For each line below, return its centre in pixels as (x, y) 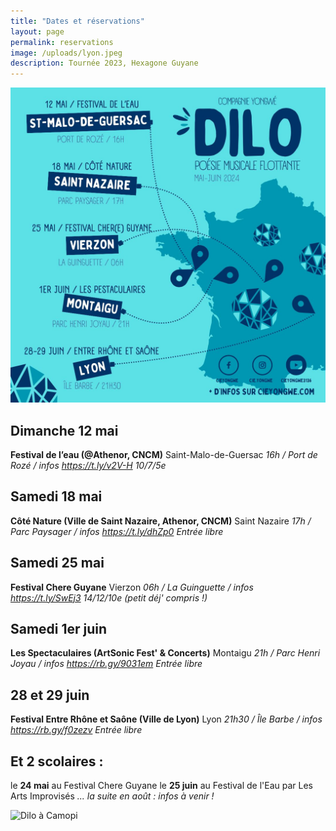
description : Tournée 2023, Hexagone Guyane (104, 63)
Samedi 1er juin (59, 628)
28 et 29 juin (50, 695)
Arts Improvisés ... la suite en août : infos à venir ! (112, 796)
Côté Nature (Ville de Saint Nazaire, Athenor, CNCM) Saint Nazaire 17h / (161, 521)
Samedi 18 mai (56, 496)
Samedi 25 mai (57, 563)
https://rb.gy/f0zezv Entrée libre (76, 730)
